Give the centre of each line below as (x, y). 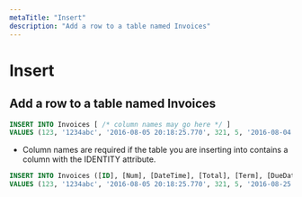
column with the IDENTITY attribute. (89, 159)
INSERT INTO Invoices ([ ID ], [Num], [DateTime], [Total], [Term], (136, 176)
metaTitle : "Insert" (48, 18)
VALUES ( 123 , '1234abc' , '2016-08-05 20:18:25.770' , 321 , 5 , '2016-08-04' (152, 133)
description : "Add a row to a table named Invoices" (110, 26)
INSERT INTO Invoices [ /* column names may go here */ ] (120, 124)
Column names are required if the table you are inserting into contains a (155, 150)
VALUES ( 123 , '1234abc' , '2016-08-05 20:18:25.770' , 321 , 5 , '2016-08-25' (152, 184)
